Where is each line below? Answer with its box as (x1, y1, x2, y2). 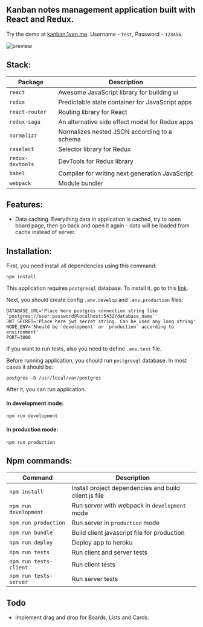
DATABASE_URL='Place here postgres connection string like (6, 308, 158, 314)
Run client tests (71, 560, 116, 569)
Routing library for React (58, 107, 127, 116)
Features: (6, 199, 43, 210)
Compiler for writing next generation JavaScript (58, 169, 193, 178)
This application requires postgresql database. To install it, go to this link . (6, 284, 188, 292)
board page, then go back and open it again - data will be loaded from (14, 222, 190, 229)
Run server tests (71, 575, 118, 583)
